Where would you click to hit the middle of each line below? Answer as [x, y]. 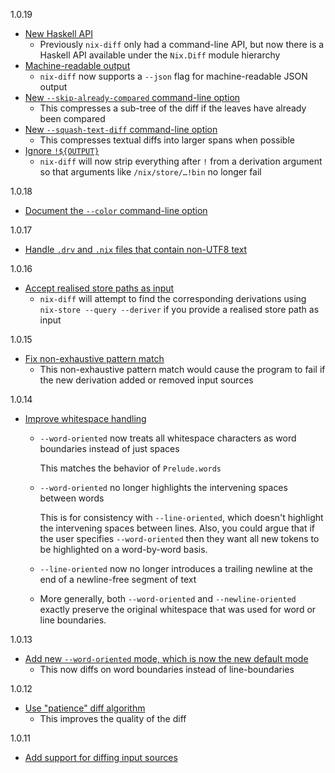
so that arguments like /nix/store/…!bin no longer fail [150, 172]
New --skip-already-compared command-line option [132, 97]
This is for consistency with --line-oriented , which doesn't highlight [181, 517]
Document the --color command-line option [116, 210]
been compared [72, 118]
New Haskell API [58, 33]
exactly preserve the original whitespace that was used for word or [178, 609]
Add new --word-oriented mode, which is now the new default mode [166, 658]
